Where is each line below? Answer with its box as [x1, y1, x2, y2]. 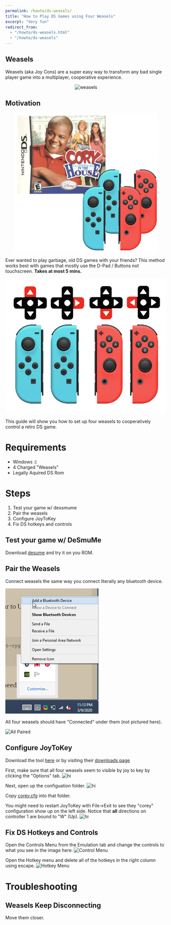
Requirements [5, 442, 67, 454]
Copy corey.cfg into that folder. [5, 792, 71, 799]
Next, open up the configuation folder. [5, 782, 86, 788]
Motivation [5, 99, 41, 108]
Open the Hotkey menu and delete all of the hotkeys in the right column [5, 857, 156, 863]
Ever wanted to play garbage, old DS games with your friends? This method [5, 257, 165, 263]
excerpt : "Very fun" [5, 19, 50, 24]
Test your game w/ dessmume [12, 505, 77, 511]
